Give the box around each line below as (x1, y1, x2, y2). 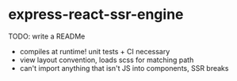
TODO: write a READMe (8, 31, 86, 41)
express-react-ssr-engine (8, 6, 184, 24)
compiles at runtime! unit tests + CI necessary (19, 46, 170, 56)
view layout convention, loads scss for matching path (19, 55, 194, 64)
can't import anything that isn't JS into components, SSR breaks (19, 63, 229, 72)
